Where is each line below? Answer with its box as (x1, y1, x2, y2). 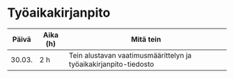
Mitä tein (131, 34, 162, 44)
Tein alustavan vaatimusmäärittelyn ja (68, 50, 192, 60)
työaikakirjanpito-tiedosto (68, 59, 155, 69)
